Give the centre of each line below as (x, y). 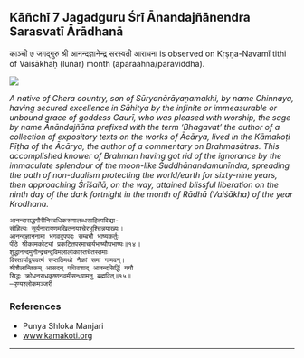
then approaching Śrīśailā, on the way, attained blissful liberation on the (144, 184)
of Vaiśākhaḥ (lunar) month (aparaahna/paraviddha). (107, 63)
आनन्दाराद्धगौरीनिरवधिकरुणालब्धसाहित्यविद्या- (64, 220)
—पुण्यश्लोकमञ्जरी (31, 283)
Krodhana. (29, 203)
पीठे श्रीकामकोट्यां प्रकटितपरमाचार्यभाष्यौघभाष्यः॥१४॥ (75, 244)
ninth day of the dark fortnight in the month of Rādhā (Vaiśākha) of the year (151, 194)
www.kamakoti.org (57, 335)
